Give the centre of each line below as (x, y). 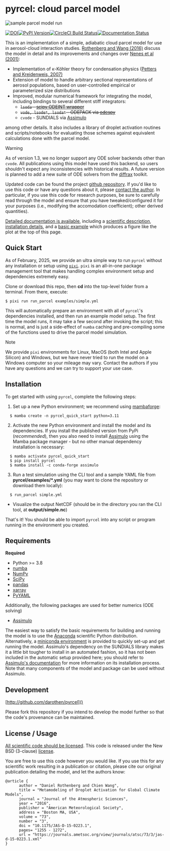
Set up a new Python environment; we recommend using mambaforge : (87, 406)
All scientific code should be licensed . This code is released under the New (84, 746)
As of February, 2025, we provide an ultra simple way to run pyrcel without (84, 260)
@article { (17, 781)
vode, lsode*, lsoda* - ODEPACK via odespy (68, 112)
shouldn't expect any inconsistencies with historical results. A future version (85, 169)
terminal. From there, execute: (37, 291)
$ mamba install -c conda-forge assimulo (54, 465)
